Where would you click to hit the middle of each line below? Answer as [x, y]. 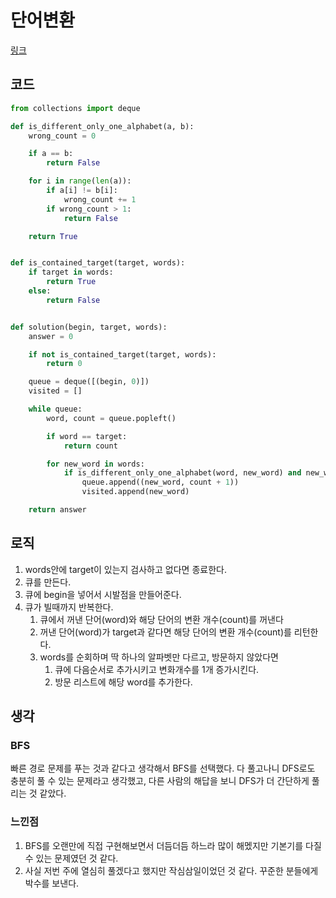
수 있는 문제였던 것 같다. [71, 858]
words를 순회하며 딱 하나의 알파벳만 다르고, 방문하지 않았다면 [159, 657]
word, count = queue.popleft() [111, 418]
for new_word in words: [95, 464]
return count [90, 446]
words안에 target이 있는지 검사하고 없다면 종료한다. [125, 569]
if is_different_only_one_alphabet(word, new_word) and [182, 473]
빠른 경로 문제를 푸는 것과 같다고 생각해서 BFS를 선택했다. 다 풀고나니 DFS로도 [163, 768]
